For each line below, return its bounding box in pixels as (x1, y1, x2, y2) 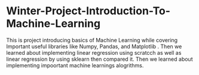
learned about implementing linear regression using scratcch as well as (6, 49, 182, 56)
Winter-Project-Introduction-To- (6, 4, 171, 18)
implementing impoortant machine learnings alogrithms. (6, 61, 144, 69)
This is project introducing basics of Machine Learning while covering (6, 36, 178, 43)
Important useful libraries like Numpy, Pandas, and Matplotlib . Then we (6, 43, 182, 50)
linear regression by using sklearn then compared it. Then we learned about (6, 55, 193, 62)
